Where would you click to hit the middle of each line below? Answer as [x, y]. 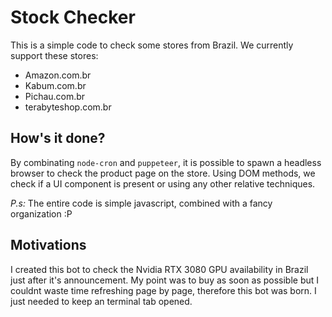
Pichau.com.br [55, 96]
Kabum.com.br [55, 85]
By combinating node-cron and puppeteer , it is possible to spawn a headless [166, 162]
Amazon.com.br [58, 75]
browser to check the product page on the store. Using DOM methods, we [163, 173]
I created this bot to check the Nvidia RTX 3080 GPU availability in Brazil [159, 269]
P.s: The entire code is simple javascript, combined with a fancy [141, 203]
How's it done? [58, 138]
